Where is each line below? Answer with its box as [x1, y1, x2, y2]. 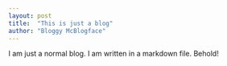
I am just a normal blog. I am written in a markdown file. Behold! [8, 49, 219, 59]
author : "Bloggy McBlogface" [8, 27, 106, 35]
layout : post [8, 11, 52, 20]
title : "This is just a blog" [8, 19, 113, 27]
